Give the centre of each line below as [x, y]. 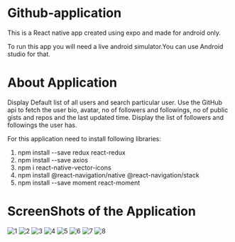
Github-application [65, 13]
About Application [62, 83]
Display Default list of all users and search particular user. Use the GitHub [115, 102]
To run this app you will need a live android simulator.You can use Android [115, 46]
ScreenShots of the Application [102, 211]
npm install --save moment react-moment [79, 182]
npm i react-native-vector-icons [64, 167]
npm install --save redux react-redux [72, 152]
